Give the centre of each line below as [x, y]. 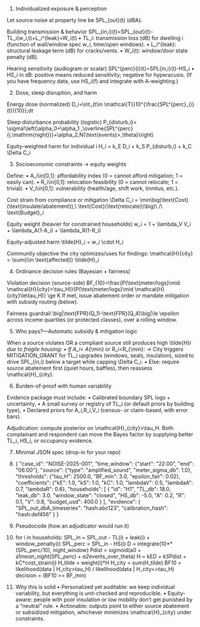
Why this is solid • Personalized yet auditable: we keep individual [95, 587]
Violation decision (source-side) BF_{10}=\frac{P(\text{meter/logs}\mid [93, 283]
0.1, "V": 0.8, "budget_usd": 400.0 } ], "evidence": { [78, 502]
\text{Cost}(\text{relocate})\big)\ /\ [120, 206]
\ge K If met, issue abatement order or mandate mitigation [118, 295]
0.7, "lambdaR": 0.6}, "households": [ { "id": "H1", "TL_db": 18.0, [93, 489]
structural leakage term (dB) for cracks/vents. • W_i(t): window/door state [97, 51]
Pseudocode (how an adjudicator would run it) [72, 526]
